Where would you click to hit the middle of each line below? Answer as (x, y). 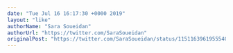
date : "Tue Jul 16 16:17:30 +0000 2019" (67, 13)
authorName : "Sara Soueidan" (49, 26)
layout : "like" (29, 20)
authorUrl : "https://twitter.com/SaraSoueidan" (77, 33)
